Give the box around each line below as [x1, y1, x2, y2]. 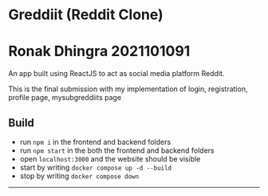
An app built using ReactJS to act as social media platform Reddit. [8, 69, 225, 78]
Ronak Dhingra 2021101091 [8, 42, 191, 61]
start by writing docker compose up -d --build [19, 162, 172, 172]
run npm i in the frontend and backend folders [19, 137, 171, 146]
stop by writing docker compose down [19, 170, 140, 181]
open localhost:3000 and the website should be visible [19, 154, 201, 163]
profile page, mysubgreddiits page [8, 93, 122, 102]
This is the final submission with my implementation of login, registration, [8, 84, 248, 94]
